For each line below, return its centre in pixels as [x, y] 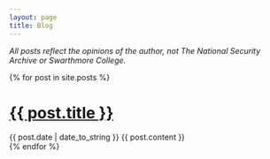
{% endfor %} [35, 147]
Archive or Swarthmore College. [68, 60]
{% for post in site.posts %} [60, 77]
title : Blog [31, 26]
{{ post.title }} [62, 113]
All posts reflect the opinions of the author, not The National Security [135, 50]
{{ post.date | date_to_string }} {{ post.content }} [97, 137]
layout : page [33, 17]
